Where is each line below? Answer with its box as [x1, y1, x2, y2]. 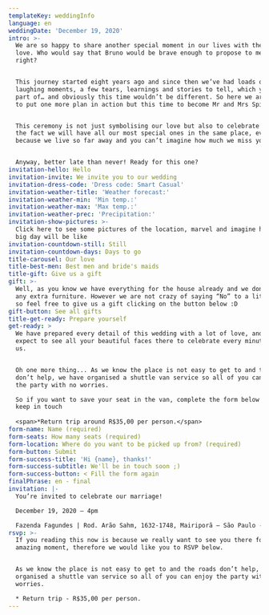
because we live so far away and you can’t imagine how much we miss [15, 137, 252, 145]
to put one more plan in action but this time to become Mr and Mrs [15, 100, 249, 108]
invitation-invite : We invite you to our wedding [8, 173, 178, 181]
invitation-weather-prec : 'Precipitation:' [8, 210, 156, 219]
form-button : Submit [8, 447, 78, 455]
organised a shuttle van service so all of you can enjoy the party [15, 573, 249, 581]
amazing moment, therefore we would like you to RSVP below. [15, 544, 224, 552]
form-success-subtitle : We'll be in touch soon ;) [8, 463, 181, 471]
